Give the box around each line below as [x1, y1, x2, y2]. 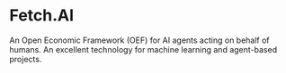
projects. [9, 53, 42, 64]
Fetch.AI [9, 5, 75, 26]
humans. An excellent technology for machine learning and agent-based [9, 44, 277, 54]
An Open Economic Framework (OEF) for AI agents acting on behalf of [9, 35, 270, 45]
